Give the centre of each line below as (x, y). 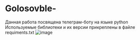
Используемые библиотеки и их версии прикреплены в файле (70, 27)
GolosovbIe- (31, 9)
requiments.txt (20, 32)
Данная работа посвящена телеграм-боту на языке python (67, 22)
